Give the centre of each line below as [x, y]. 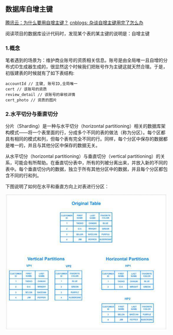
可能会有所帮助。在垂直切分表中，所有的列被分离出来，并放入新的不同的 [91, 163]
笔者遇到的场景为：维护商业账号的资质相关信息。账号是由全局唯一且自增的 [84, 60]
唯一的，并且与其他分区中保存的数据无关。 [55, 145]
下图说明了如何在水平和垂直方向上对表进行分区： [57, 187]
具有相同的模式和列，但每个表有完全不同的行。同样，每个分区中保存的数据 [84, 139]
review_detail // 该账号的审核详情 [40, 95]
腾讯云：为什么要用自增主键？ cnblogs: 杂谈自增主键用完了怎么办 [74, 23]
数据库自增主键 [29, 9]
